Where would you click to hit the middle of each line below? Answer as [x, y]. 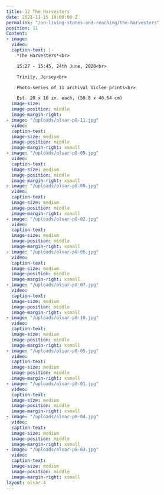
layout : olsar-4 [26, 483]
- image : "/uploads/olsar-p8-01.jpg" [53, 384]
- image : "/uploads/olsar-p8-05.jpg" [53, 351]
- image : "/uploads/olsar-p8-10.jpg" [53, 318]
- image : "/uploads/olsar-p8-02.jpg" [53, 219]
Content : [17, 34]
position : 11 [22, 28]
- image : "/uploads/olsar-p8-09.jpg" [53, 153]
